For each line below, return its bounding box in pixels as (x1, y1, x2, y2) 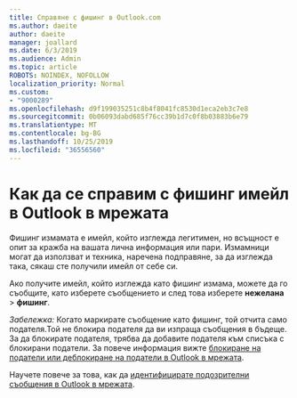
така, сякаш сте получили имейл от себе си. (9, 260, 179, 272)
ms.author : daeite (9, 21, 77, 30)
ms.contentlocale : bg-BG (9, 129, 101, 138)
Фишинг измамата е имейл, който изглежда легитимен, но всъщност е (9, 232, 280, 243)
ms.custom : (9, 87, 50, 96)
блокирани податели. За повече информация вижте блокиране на (9, 342, 261, 353)
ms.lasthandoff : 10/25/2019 (9, 137, 114, 146)
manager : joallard (9, 37, 77, 47)
